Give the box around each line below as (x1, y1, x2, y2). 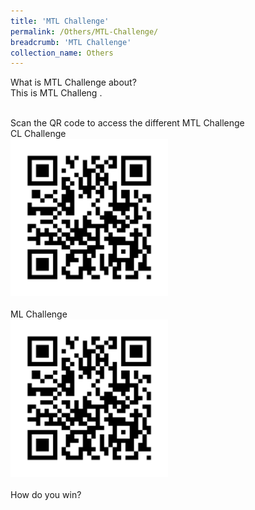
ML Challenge (10, 308, 68, 320)
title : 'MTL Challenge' (10, 16, 110, 26)
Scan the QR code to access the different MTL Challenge (10, 117, 245, 129)
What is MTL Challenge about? (10, 76, 137, 89)
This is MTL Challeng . (10, 87, 103, 99)
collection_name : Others (10, 48, 114, 58)
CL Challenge (10, 128, 67, 140)
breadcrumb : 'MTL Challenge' (10, 37, 132, 47)
